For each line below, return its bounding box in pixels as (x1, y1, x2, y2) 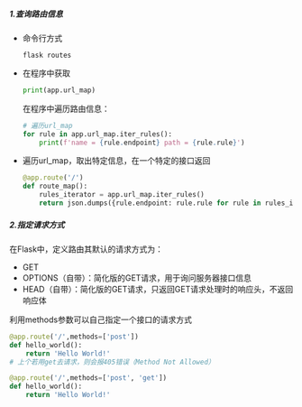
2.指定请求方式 (9, 219, 65, 230)
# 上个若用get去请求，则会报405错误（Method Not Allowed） (9, 357, 215, 366)
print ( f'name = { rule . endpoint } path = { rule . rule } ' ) (39, 138, 245, 147)
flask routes (22, 51, 72, 60)
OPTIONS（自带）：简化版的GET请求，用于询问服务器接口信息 (22, 272, 252, 283)
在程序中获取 (22, 68, 70, 79)
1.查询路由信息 (9, 8, 63, 19)
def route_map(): (22, 181, 88, 191)
